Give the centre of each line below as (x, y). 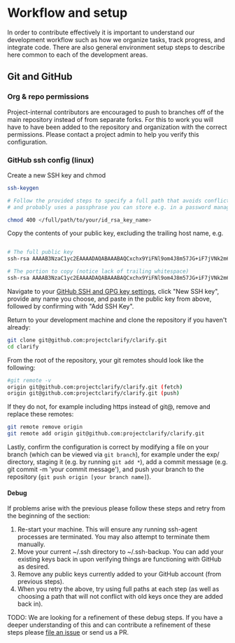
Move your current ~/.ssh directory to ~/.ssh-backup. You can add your (120, 552)
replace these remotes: (41, 414)
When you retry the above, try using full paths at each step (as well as (118, 589)
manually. (31, 544)
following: (21, 367)
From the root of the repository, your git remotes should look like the (106, 360)
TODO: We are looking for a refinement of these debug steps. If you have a (115, 618)
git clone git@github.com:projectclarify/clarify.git (87, 340)
